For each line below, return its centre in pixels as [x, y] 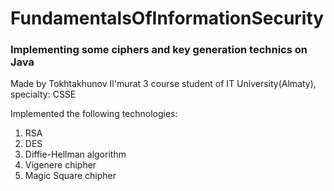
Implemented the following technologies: [94, 114]
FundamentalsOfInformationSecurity [167, 18]
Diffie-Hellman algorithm [75, 154]
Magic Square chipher [70, 176]
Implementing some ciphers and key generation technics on [159, 50]
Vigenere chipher [60, 165]
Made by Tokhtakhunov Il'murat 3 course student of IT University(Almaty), [163, 84]
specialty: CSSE [43, 94]
